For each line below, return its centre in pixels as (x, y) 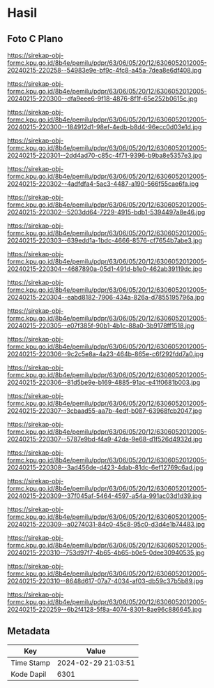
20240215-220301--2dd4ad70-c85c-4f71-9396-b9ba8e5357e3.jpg (105, 155)
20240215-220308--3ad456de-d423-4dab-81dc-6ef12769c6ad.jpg (105, 467)
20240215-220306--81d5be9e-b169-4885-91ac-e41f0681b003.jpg (104, 382)
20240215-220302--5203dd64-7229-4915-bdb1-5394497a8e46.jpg (106, 212)
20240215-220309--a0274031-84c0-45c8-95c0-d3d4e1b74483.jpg (106, 524)
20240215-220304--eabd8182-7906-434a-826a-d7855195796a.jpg (106, 297)
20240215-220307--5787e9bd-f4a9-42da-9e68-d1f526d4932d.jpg (105, 439)
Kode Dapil (29, 674)
